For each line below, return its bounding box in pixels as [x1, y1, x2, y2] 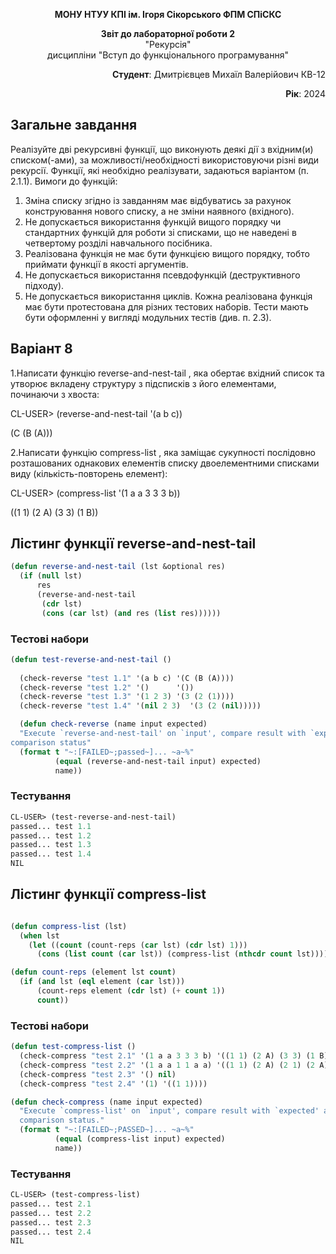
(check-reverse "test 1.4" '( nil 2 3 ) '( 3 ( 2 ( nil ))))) [19, 701, 262, 711]
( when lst [19, 930, 60, 941]
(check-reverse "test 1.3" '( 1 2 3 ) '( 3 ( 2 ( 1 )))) [19, 692, 235, 702]
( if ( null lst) [19, 571, 83, 581]
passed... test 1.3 [10, 840, 92, 850]
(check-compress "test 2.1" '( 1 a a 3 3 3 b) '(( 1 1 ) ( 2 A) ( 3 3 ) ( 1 [19, 1051, 316, 1061]
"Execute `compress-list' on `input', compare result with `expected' [19, 1106, 320, 1116]
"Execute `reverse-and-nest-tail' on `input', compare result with [19, 729, 307, 739]
